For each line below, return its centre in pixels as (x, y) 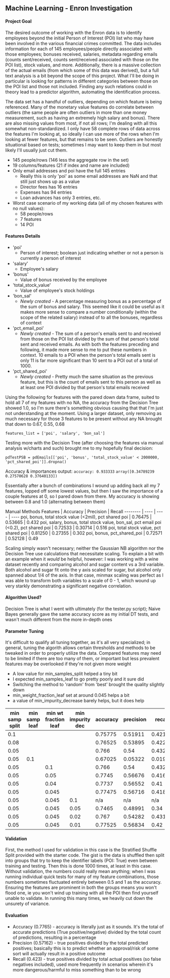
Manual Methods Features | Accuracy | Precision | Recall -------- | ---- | (80, 511)
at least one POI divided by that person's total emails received (85, 387)
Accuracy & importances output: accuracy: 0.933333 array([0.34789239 (80, 471)
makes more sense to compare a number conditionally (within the (88, 312)
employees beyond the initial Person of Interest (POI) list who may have (80, 38)
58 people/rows (36, 214)
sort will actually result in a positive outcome (59, 953)
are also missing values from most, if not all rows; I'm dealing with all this (81, 123)
